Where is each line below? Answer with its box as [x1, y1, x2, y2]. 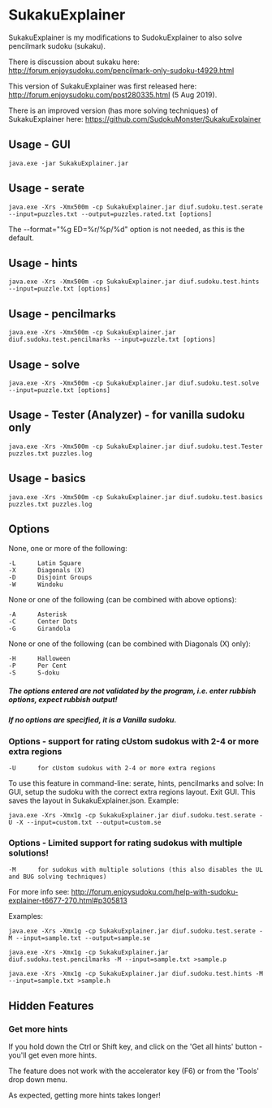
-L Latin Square [8, 559, 82, 567]
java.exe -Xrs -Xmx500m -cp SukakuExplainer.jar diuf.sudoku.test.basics [8, 493, 264, 501]
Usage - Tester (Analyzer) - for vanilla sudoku [8, 408, 245, 422]
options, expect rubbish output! [8, 695, 118, 705]
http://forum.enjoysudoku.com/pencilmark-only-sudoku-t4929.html [8, 65, 235, 75]
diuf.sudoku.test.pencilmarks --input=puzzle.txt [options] [8, 335, 217, 344]
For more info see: [8, 887, 70, 897]
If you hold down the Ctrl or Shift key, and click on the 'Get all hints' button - [8, 1041, 262, 1052]
